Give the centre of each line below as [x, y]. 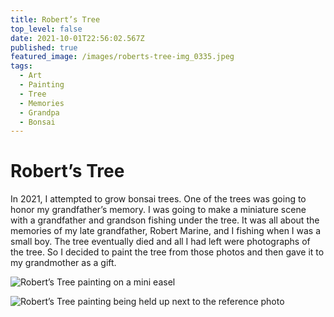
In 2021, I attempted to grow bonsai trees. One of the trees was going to [158, 199]
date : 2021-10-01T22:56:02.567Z [77, 38]
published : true [44, 47]
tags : [21, 66]
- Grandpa [39, 112]
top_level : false [46, 29]
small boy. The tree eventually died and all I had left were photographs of [160, 242]
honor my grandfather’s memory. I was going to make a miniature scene [158, 210]
